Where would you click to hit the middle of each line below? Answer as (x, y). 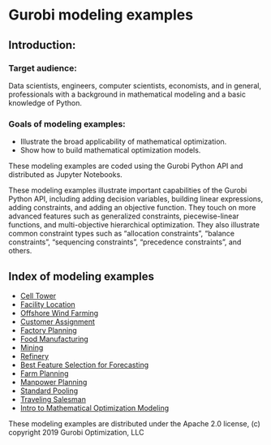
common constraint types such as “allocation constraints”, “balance (122, 234)
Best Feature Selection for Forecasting (84, 365)
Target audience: (43, 68)
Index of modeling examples (81, 277)
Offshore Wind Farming (59, 313)
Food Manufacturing (54, 339)
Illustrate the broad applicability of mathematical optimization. (123, 142)
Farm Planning (44, 373)
